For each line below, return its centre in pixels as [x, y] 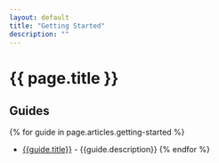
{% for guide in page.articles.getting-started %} [97, 132]
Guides [30, 111]
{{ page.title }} [64, 78]
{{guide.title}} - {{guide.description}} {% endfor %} [116, 150]
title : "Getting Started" [57, 26]
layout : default [39, 17]
